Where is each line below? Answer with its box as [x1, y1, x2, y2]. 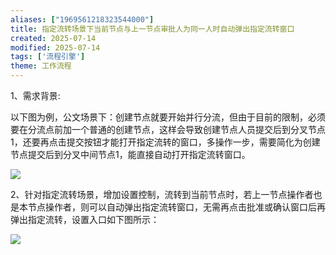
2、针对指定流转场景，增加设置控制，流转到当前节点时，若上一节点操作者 [10, 189, 314, 200]
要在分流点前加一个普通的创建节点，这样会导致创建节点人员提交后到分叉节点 [10, 124, 326, 135]
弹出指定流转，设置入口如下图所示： [10, 214, 160, 225]
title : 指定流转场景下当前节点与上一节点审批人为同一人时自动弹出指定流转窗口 [10, 24, 295, 34]
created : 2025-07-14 [10, 33, 97, 43]
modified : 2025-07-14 [10, 42, 101, 53]
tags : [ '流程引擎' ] [10, 52, 86, 62]
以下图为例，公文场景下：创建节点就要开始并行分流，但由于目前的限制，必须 [10, 111, 326, 123]
